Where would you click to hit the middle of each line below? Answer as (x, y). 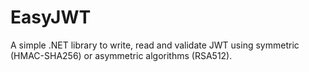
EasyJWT (51, 17)
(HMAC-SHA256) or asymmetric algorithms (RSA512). (121, 55)
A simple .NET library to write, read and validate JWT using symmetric (155, 45)
